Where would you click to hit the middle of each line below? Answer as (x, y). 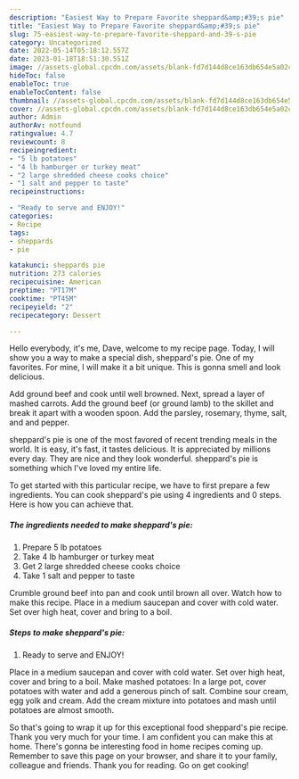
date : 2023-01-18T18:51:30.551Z (69, 59)
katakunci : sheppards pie (57, 265)
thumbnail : (29, 100)
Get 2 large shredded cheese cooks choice (101, 567)
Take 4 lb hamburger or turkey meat (88, 557)
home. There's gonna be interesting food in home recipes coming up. (136, 747)
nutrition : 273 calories (55, 274)
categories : (31, 216)
